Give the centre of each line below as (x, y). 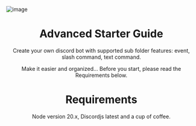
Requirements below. (101, 75)
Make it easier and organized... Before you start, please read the (101, 68)
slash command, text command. (101, 57)
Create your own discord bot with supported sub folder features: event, (101, 50)
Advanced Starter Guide (101, 34)
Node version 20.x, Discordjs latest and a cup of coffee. (101, 116)
